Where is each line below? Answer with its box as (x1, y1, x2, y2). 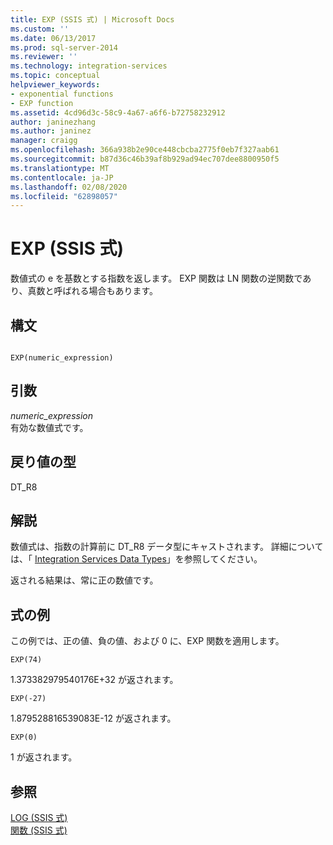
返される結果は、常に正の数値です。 (10, 574, 159, 586)
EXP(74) (10, 655, 43, 665)
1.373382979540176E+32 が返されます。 (10, 674, 179, 686)
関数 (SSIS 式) (10, 824, 68, 836)
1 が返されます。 (10, 751, 78, 763)
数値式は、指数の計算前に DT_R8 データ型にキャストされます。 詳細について (10, 541, 324, 553)
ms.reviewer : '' (10, 52, 78, 62)
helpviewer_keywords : (10, 80, 101, 90)
